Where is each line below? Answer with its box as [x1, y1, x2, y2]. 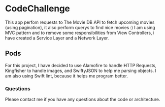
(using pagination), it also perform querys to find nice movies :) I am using [5, 24, 155, 30]
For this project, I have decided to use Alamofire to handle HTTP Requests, [5, 62, 157, 68]
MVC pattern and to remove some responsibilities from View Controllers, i [5, 30, 155, 36]
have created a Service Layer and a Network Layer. [5, 35, 109, 41]
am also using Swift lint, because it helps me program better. [5, 72, 128, 79]
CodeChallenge [5, 3, 70, 14]
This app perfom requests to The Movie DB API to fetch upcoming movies [5, 19, 155, 25]
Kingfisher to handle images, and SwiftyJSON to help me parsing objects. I [5, 68, 157, 73]
